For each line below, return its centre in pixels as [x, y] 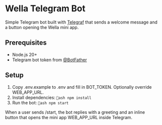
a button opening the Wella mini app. [42, 27]
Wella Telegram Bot [45, 9]
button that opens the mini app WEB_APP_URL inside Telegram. [69, 117]
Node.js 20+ [25, 54]
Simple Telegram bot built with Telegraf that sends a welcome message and [81, 22]
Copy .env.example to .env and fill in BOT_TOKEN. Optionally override [82, 87]
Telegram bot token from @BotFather [49, 60]
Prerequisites [26, 43]
